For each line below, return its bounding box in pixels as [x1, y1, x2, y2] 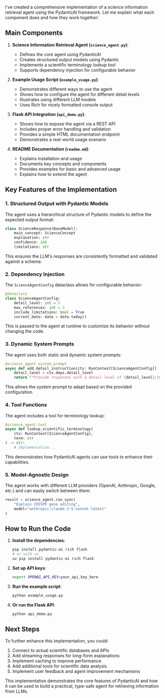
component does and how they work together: [5, 15, 99, 20]
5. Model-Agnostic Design [5, 471, 69, 478]
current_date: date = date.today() [14, 314, 87, 319]
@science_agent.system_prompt [5, 361, 67, 366]
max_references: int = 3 [14, 305, 65, 310]
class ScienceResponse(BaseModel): [5, 226, 78, 231]
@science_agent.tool [5, 422, 48, 427]
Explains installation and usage [19, 155, 82, 161]
